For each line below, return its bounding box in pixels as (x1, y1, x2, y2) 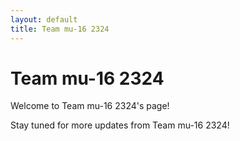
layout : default (10, 14, 78, 25)
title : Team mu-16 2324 (10, 24, 110, 34)
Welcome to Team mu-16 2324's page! (10, 100, 170, 112)
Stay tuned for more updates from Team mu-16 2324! (10, 119, 230, 131)
